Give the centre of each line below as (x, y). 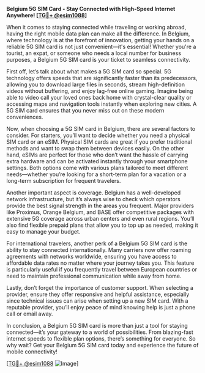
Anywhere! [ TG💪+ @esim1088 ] (47, 15)
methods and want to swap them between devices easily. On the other (95, 148)
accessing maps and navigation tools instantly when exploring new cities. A (102, 104)
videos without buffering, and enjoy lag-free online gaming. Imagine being (100, 91)
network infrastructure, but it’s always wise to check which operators (93, 199)
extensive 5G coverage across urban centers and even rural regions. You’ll (100, 219)
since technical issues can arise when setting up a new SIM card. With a (97, 301)
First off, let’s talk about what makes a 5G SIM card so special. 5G (89, 72)
